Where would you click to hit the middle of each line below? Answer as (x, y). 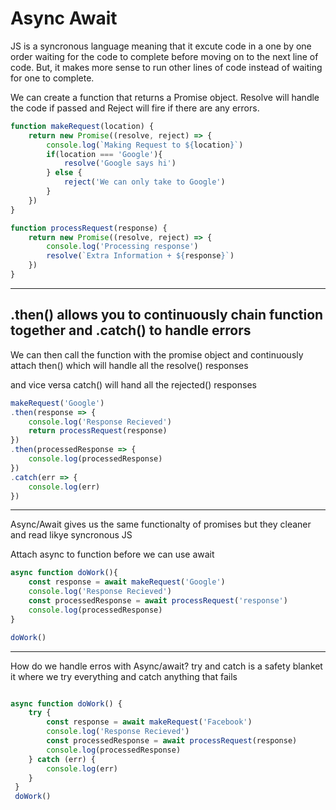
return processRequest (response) (98, 431)
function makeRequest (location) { (82, 126)
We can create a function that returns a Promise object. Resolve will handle (165, 97)
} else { (64, 173)
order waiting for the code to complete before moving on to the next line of (164, 56)
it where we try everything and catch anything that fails (124, 676)
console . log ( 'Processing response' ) (122, 247)
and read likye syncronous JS (71, 535)
